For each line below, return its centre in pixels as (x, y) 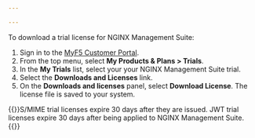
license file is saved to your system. (77, 94)
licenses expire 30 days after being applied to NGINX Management (116, 118)
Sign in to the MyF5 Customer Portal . (79, 53)
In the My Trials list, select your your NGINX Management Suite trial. (130, 69)
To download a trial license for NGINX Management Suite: (101, 37)
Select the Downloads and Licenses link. (86, 77)
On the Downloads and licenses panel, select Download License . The (133, 85)
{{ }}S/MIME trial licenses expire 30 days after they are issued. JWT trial (124, 109)
